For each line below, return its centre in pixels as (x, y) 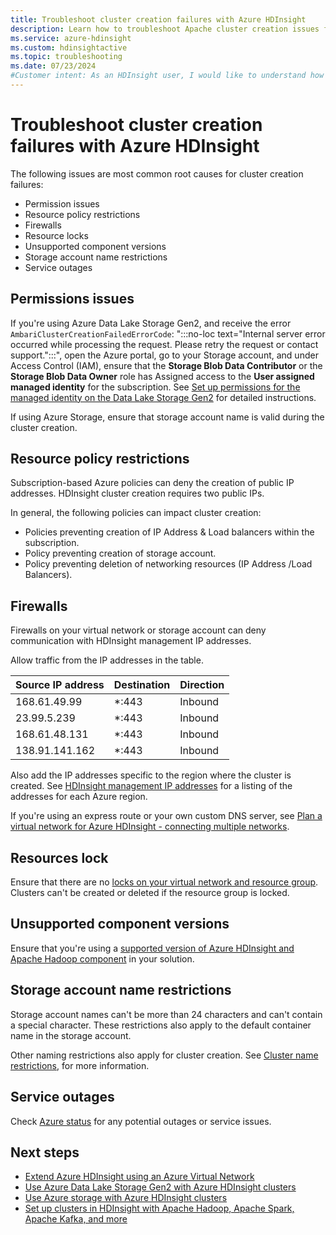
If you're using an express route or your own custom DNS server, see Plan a (166, 816)
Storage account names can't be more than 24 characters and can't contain (166, 1014)
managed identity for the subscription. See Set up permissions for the (155, 387)
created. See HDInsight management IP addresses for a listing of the (151, 786)
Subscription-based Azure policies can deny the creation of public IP (152, 483)
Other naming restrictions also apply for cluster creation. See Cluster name (164, 1055)
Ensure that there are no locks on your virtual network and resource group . (164, 882)
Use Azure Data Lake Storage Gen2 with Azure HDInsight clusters (160, 1187)
